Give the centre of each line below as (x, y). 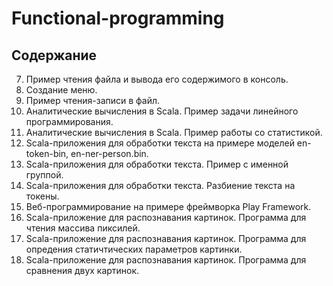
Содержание (54, 55)
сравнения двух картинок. (82, 270)
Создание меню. (61, 90)
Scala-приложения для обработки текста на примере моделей (160, 143)
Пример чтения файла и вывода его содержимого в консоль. (157, 79)
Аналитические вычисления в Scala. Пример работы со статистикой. (174, 132)
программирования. (69, 121)
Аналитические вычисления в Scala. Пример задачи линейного (162, 111)
